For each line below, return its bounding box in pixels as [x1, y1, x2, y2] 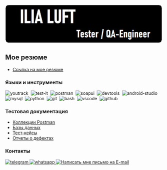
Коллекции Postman [12, 119, 55, 125]
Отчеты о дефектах [12, 135, 54, 141]
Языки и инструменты [5, 79, 63, 86]
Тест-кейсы [12, 130, 37, 136]
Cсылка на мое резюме [12, 66, 63, 72]
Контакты [5, 148, 31, 155]
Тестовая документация [5, 108, 68, 115]
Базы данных [12, 125, 41, 131]
